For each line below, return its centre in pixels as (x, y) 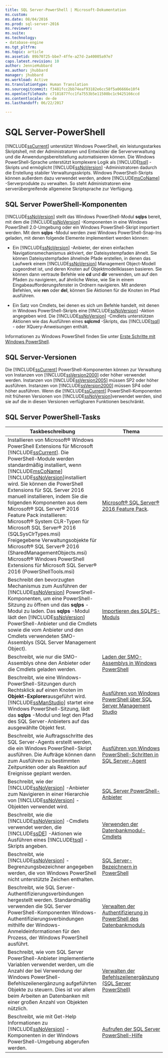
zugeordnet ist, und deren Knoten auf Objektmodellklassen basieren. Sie (87, 269)
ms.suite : (15, 33)
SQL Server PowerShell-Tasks (53, 417)
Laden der (114, 656)
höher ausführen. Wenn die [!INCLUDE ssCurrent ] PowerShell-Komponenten (83, 391)
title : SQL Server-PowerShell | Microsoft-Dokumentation (66, 10)
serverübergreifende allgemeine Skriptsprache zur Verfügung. (69, 189)
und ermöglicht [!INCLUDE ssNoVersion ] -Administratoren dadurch (89, 167)
